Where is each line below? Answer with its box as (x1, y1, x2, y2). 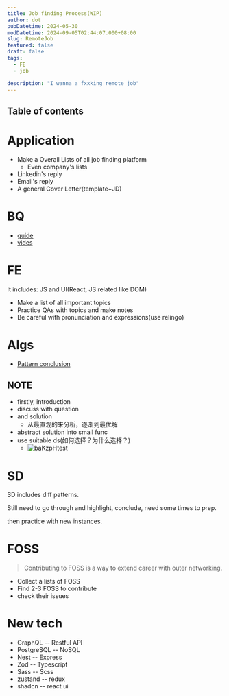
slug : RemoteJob (7, 36, 53, 43)
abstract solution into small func (16, 428, 108, 436)
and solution (16, 412, 53, 420)
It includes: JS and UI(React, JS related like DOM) (7, 285, 147, 293)
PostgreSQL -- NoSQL (16, 646, 80, 654)
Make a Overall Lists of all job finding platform (16, 155, 147, 163)
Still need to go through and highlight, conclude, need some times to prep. (7, 504, 217, 512)
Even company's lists (27, 163, 88, 171)
